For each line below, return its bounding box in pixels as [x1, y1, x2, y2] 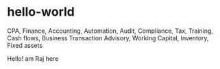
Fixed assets [7, 41, 43, 49]
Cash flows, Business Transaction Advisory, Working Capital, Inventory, [7, 33, 209, 42]
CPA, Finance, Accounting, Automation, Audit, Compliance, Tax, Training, [7, 27, 214, 35]
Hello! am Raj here [7, 54, 59, 62]
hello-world [7, 4, 75, 20]
